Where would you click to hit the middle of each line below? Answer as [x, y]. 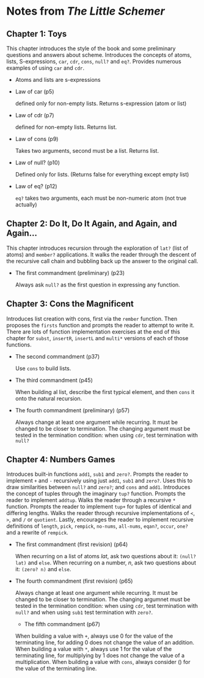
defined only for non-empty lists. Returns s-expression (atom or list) [101, 103]
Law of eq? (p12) [36, 186]
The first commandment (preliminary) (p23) [70, 272]
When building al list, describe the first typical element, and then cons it [105, 392]
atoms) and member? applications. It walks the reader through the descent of [101, 254]
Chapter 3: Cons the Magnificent [70, 304]
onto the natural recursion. [49, 398]
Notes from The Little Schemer [86, 11]
